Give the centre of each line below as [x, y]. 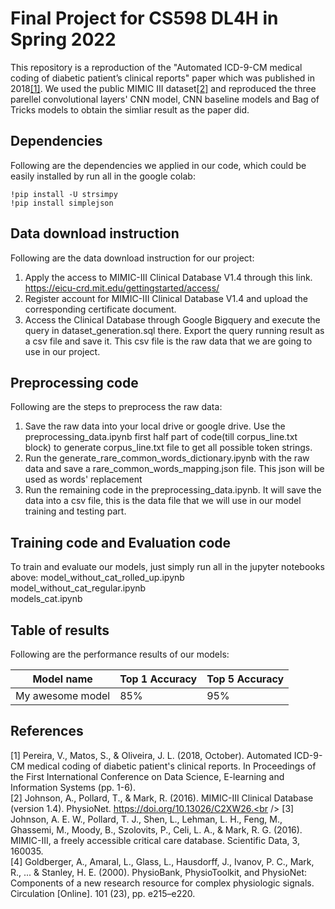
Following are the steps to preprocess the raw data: [116, 407]
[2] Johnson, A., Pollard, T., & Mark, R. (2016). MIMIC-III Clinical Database [162, 798]
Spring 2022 [63, 39]
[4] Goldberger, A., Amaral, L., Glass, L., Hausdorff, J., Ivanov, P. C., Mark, [162, 861]
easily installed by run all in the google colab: [103, 176]
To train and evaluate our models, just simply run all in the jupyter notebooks [167, 567]
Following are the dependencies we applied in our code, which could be [158, 165]
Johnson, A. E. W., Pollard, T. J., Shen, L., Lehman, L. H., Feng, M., [146, 819]
